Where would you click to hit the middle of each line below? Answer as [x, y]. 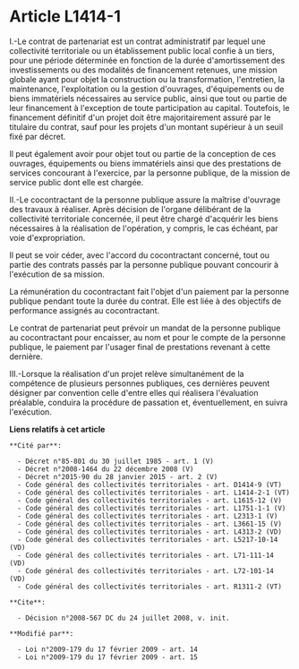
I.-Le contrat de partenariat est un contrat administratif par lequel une [137, 41]
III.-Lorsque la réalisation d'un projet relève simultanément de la [127, 373]
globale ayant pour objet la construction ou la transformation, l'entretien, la [147, 79]
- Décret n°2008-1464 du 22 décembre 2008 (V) [106, 469]
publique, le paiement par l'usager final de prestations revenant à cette [140, 347]
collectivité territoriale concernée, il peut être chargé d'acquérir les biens [144, 219]
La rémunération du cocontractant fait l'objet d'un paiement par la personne [149, 291]
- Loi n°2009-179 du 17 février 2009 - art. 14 [108, 649]
